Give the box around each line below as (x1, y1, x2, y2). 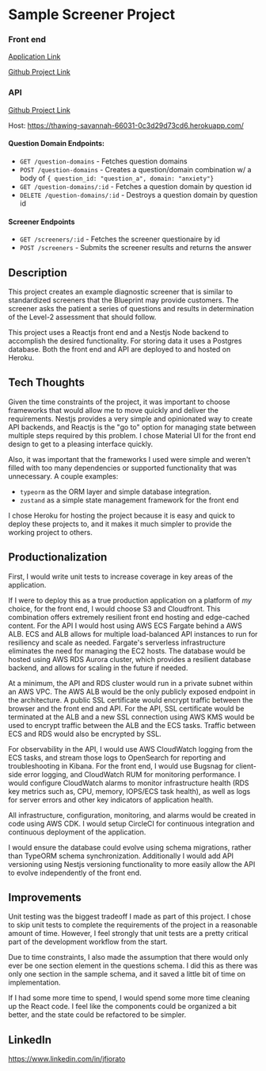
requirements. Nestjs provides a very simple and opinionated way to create (8, 414, 253, 423)
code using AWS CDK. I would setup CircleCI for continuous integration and (8, 819, 255, 828)
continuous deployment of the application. (8, 827, 146, 837)
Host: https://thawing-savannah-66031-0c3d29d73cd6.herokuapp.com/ (8, 121, 244, 130)
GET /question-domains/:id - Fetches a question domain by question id (19, 181, 252, 191)
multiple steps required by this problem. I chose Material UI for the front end (8, 430, 256, 440)
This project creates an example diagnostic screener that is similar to (8, 287, 234, 296)
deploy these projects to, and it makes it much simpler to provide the (8, 518, 232, 529)
